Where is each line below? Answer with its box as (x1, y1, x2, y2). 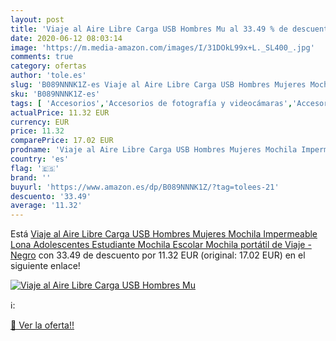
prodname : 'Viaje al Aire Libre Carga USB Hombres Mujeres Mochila (10, 145, 298, 155)
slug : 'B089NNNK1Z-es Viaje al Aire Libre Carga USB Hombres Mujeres (10, 80, 307, 90)
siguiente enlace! (10, 260, 81, 272)
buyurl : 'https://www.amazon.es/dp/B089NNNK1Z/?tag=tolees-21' (10, 182, 280, 192)
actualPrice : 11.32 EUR (10, 107, 110, 118)
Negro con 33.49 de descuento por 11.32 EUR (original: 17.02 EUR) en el (10, 249, 306, 261)
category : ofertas (10, 61, 87, 71)
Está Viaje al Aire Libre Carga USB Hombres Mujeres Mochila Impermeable (10, 228, 318, 240)
